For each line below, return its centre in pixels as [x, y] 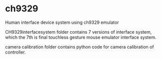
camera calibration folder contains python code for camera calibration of [80, 47]
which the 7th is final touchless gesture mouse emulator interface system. [81, 37]
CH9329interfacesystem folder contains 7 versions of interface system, [79, 32]
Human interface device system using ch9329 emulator [62, 22]
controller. [16, 52]
